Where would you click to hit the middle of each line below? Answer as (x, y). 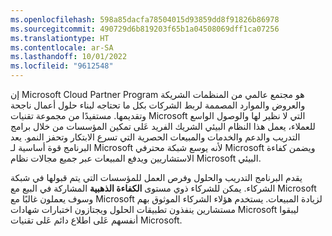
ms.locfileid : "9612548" (62, 66)
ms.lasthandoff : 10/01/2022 (69, 57)
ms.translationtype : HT (60, 38)
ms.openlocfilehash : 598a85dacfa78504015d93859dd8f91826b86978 (145, 19)
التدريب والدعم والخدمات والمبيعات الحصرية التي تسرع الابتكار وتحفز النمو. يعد (155, 137)
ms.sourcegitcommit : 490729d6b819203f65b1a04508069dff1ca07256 (145, 29)
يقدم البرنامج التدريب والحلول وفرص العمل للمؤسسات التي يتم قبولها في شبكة (156, 177)
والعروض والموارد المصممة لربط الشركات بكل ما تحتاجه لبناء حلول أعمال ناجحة (158, 105)
